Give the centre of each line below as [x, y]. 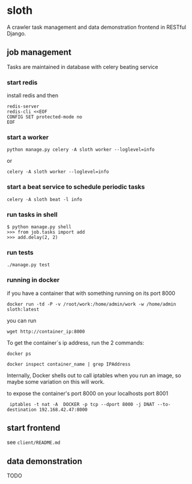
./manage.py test [28, 265]
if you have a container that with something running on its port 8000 [91, 293]
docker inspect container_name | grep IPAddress [69, 364]
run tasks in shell [32, 214]
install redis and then [33, 95]
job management [39, 53]
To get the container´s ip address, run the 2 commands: [76, 342]
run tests [20, 252]
